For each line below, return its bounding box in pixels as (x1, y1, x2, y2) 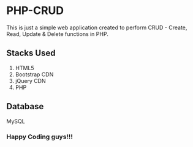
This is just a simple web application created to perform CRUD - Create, (6, 24, 187, 31)
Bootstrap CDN (15, 71, 54, 78)
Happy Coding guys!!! (6, 132, 74, 141)
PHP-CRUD (6, 4, 64, 18)
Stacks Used (6, 48, 56, 59)
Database (6, 101, 44, 112)
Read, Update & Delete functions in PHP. (6, 30, 108, 37)
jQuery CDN (15, 77, 46, 84)
